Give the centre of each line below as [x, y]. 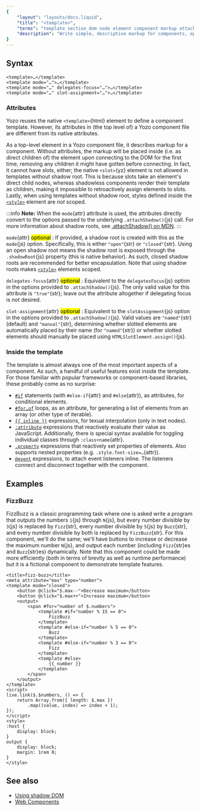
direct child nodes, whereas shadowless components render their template [98, 183]
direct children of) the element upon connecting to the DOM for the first [94, 158]
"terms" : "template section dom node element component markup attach [106, 28]
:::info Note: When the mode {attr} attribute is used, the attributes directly [94, 213]
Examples [25, 484]
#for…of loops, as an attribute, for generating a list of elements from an [101, 408]
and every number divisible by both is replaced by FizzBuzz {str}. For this [95, 533]
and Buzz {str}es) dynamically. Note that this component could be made [93, 552]
